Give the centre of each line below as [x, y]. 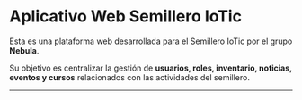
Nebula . [24, 50]
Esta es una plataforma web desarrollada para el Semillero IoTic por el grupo [151, 41]
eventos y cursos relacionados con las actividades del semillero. [129, 77]
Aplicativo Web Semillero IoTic [126, 17]
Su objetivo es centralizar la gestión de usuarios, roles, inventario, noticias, [151, 68]
